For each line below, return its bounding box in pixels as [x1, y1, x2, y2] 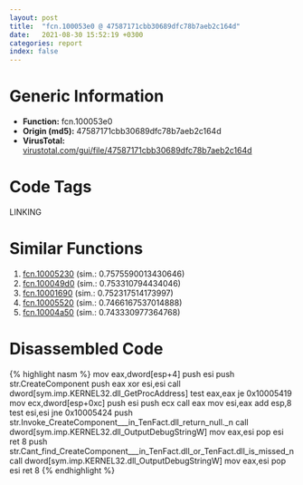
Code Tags [9, 177, 92, 198]
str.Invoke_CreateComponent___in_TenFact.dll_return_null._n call [9, 416, 249, 427]
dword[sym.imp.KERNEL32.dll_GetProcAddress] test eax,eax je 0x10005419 [9, 387, 292, 399]
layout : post [9, 13, 59, 23]
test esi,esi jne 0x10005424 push [9, 407, 133, 418]
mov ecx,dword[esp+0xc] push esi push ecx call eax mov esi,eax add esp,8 [9, 397, 292, 408]
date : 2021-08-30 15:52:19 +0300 [9, 30, 144, 39]
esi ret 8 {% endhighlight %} [9, 464, 116, 476]
